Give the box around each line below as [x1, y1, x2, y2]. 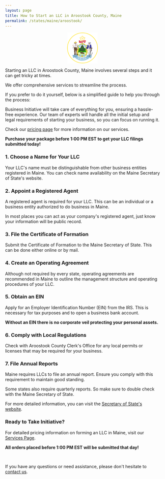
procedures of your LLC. [5, 281, 55, 287]
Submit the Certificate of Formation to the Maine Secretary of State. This [5, 242, 152, 248]
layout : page [5, 8, 32, 13]
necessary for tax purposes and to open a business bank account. [5, 310, 139, 316]
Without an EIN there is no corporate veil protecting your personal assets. [5, 319, 159, 325]
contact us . [5, 469, 28, 475]
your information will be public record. [5, 218, 82, 224]
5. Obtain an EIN [5, 293, 44, 300]
